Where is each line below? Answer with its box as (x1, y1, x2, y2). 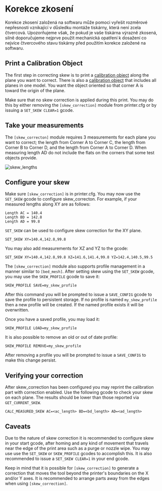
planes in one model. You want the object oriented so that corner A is (5, 82, 144, 88)
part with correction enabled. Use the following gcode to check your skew (5, 389, 153, 396)
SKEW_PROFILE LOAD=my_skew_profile (5, 326, 77, 331)
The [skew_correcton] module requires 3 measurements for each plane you (5, 134, 156, 140)
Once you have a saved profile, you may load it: (5, 317, 100, 322)
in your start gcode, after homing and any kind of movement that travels (5, 440, 149, 446)
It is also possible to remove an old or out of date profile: (5, 334, 118, 340)
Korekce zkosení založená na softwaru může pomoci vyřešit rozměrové (5, 19, 148, 25)
